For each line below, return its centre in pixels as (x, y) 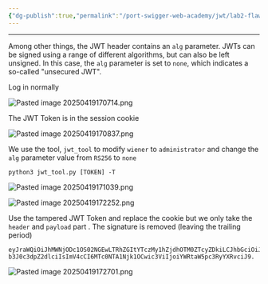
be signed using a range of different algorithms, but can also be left (119, 54)
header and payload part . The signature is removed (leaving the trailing (124, 226)
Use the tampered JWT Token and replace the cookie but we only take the (130, 218)
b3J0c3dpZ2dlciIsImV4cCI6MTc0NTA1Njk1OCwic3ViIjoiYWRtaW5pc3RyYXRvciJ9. (132, 257)
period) (20, 235)
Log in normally (34, 87)
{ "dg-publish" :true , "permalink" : (64, 16)
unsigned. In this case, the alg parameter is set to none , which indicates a (128, 63)
